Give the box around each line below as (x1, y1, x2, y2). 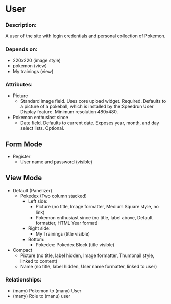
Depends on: (5, 45, 38, 53)
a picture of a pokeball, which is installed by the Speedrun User (20, 103, 154, 110)
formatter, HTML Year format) (35, 220, 98, 226)
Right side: (28, 225, 51, 231)
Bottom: (28, 236, 45, 242)
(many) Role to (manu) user (12, 293, 70, 299)
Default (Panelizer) (12, 187, 53, 193)
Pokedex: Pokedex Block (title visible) (35, 241, 115, 248)
